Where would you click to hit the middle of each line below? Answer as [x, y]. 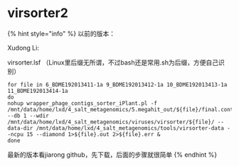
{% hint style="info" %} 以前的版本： [62, 33]
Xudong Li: [23, 48]
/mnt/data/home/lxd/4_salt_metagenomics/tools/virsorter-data [130, 128]
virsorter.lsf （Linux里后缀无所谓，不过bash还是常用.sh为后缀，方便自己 [113, 62]
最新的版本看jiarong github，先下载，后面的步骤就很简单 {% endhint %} [112, 155]
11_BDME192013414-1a [38, 91]
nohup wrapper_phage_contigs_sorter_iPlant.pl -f [83, 103]
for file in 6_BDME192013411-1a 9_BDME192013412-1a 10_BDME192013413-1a [117, 84]
